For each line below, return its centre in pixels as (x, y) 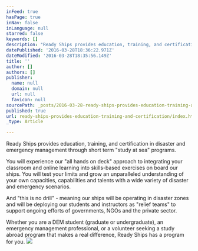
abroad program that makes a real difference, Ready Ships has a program (95, 235)
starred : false (25, 34)
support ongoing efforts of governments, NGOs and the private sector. (92, 211)
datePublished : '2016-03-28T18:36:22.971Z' (60, 50)
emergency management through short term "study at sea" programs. (91, 150)
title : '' (18, 61)
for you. (16, 242)
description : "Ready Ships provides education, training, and (84, 45)
